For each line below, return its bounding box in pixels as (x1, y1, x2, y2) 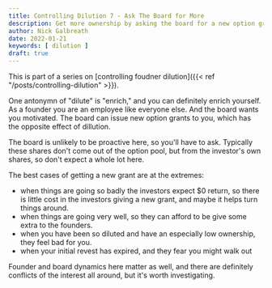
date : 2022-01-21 (8, 34, 67, 43)
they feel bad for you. (19, 238, 92, 247)
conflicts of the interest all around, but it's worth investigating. (8, 270, 215, 280)
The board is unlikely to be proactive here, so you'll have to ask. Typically (8, 138, 253, 146)
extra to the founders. (19, 220, 93, 230)
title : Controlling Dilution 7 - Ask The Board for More (8, 11, 205, 20)
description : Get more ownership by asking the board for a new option (8, 19, 255, 28)
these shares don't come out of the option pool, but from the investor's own (8, 146, 261, 155)
